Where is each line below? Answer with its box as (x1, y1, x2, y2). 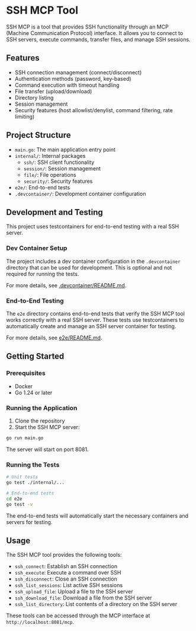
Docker (14, 382, 33, 389)
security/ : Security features (23, 177, 93, 185)
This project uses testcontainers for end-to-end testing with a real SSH (6, 223, 179, 230)
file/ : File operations (23, 171, 76, 178)
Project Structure (6, 130, 71, 140)
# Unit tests (6, 474, 38, 480)
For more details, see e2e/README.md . (6, 334, 102, 341)
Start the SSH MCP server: (14, 423, 80, 430)
